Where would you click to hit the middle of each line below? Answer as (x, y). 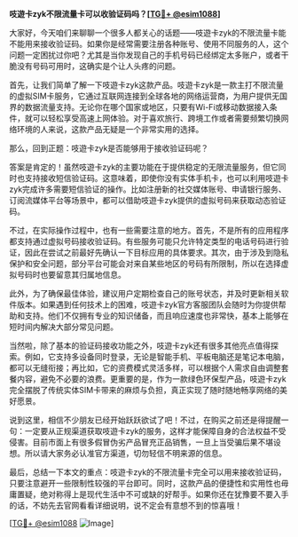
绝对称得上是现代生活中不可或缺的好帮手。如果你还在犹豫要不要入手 (164, 494)
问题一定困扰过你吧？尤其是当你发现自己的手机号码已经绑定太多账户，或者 (145, 55)
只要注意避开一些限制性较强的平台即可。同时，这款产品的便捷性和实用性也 (145, 483)
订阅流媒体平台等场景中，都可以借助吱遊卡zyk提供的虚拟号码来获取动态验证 (148, 200)
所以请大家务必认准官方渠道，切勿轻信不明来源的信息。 (125, 453)
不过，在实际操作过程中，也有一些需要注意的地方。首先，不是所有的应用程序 (149, 230)
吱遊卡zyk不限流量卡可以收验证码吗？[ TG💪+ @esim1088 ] (115, 14)
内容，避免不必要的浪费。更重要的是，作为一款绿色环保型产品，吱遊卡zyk (151, 379)
